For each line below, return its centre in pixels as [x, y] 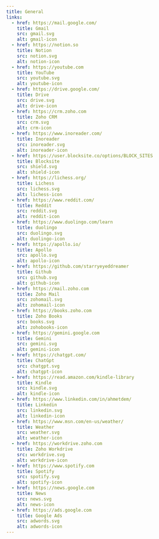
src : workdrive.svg [41, 454]
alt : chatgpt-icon [40, 372]
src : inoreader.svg [41, 144]
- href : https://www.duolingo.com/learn [62, 222]
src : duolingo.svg [40, 233]
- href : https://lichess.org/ [49, 178]
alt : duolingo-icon [41, 239]
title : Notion [34, 51]
